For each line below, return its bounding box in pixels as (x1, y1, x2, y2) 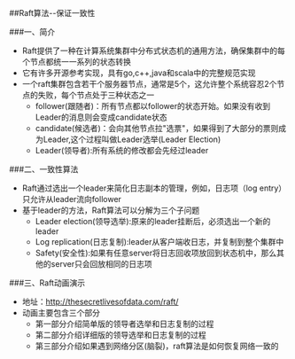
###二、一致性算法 (9, 164, 79, 175)
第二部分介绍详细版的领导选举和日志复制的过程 (35, 330, 206, 339)
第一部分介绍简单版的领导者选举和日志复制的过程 (35, 318, 214, 329)
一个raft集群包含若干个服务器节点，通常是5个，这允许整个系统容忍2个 (21, 79, 277, 89)
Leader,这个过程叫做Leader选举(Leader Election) (43, 134, 221, 144)
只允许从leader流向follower (21, 194, 122, 204)
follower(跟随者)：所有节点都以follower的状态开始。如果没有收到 (35, 101, 271, 111)
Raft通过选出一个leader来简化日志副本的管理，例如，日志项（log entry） (21, 183, 287, 193)
